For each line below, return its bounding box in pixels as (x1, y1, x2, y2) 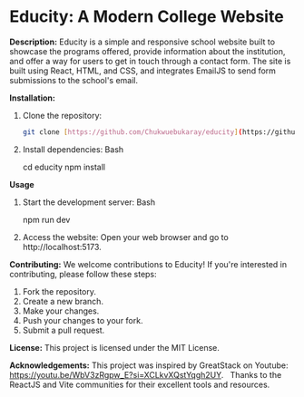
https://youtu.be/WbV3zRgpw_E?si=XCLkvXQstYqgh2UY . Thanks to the (9, 369, 282, 380)
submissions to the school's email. (9, 74, 139, 85)
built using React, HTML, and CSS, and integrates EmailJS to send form (9, 65, 277, 76)
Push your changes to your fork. (22, 315, 143, 325)
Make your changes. (22, 305, 100, 316)
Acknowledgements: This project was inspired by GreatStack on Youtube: (9, 360, 289, 371)
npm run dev (22, 214, 71, 225)
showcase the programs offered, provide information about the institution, (9, 45, 286, 56)
